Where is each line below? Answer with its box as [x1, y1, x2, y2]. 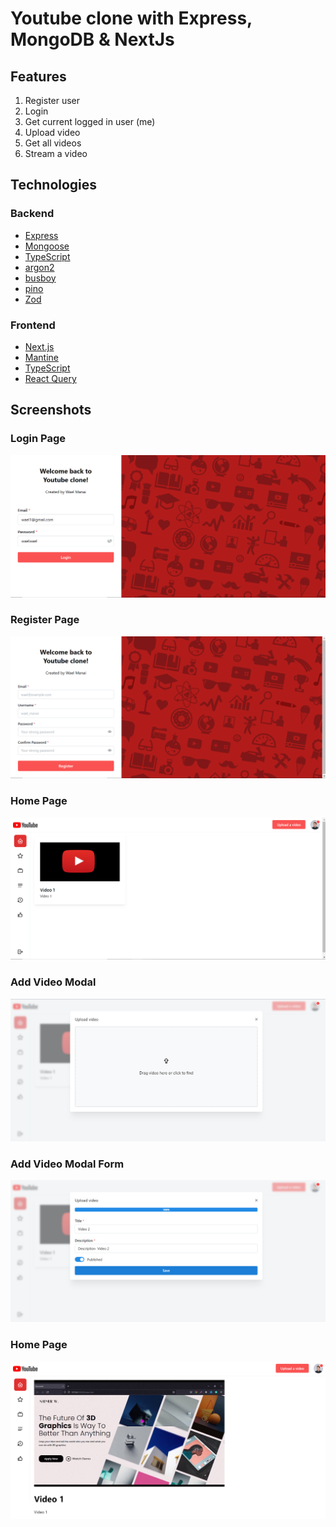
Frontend [10, 318, 56, 332]
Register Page [10, 613, 80, 627]
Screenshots [10, 402, 92, 419]
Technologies [10, 177, 98, 194]
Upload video [24, 127, 81, 138]
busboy [24, 272, 57, 284]
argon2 [24, 261, 55, 273]
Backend [10, 207, 55, 221]
